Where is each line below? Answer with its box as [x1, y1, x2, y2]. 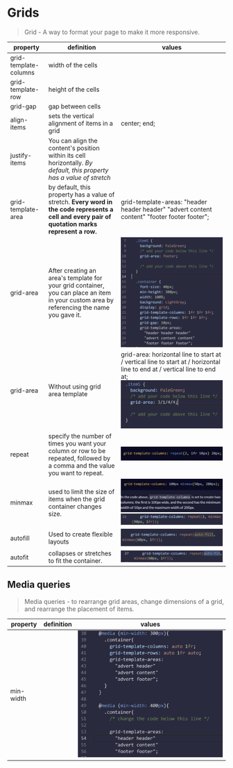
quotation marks [48, 220, 98, 228]
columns [10, 68, 35, 76]
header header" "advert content [121, 205, 212, 213]
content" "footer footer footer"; [121, 212, 209, 220]
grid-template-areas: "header [121, 197, 207, 206]
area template [48, 390, 88, 398]
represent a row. [48, 227, 97, 236]
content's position [48, 144, 100, 152]
